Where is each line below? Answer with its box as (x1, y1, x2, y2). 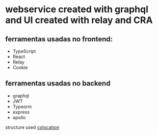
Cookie (12, 65, 28, 70)
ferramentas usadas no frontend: (5, 35, 113, 43)
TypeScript (12, 48, 36, 54)
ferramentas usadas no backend (5, 79, 111, 88)
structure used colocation (5, 124, 60, 130)
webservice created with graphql (5, 4, 149, 15)
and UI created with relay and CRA (5, 14, 153, 26)
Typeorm (12, 103, 32, 110)
